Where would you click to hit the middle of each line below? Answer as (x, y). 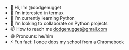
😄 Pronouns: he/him (31, 36)
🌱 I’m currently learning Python (42, 18)
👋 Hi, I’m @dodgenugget (36, 8)
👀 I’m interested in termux (37, 13)
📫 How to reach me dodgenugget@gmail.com (58, 29)
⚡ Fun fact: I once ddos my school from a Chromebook (67, 42)
